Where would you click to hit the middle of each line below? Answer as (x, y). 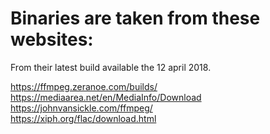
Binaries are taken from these (135, 18)
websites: (52, 39)
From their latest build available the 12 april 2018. (111, 67)
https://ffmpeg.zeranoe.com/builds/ (84, 86)
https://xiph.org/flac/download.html (83, 118)
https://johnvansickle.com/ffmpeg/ (81, 108)
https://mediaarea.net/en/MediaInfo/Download (106, 97)
